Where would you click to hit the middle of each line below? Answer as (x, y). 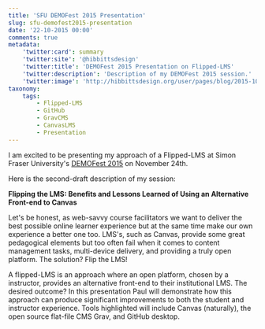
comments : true (33, 37)
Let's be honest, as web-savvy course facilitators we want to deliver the (125, 217)
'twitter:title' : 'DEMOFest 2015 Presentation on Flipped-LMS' (129, 67)
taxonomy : (24, 89)
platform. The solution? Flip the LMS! (68, 259)
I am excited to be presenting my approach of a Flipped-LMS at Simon (122, 155)
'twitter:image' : (51, 81)
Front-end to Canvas (43, 202)
